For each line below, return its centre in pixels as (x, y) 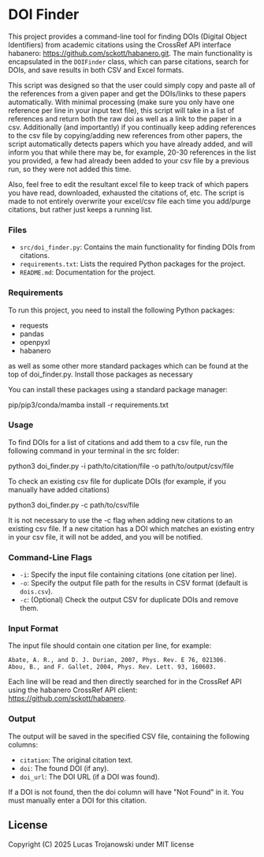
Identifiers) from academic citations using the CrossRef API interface (120, 44)
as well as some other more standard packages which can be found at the (128, 365)
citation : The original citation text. (76, 760)
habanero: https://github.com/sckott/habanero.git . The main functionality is (130, 53)
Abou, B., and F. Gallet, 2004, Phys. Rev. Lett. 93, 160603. (112, 667)
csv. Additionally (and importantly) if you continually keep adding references (132, 127)
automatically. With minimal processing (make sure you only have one (121, 102)
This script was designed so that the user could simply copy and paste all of (132, 85)
